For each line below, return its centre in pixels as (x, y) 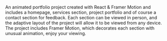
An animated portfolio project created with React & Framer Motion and (78, 7)
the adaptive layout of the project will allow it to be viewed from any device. (84, 23)
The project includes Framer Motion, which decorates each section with (80, 28)
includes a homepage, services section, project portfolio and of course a (81, 12)
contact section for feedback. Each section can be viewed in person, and (81, 18)
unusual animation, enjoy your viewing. (46, 33)
